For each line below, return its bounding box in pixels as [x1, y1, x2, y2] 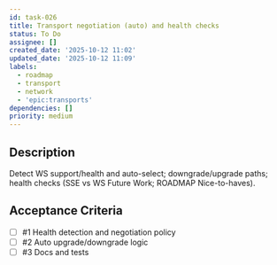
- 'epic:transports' [17, 95, 93, 105]
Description [9, 144, 75, 160]
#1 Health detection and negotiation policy [21, 227, 176, 238]
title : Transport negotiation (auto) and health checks [9, 21, 219, 30]
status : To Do [9, 29, 62, 38]
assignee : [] [9, 37, 58, 47]
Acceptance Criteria [9, 203, 123, 218]
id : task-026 [9, 12, 58, 22]
